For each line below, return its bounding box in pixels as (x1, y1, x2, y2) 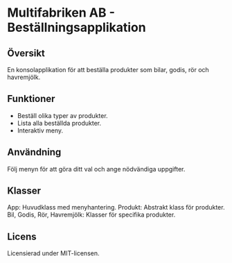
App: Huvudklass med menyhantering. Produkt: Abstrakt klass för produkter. (7, 203, 225, 212)
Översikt (7, 47, 45, 59)
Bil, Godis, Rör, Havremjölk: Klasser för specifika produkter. (7, 210, 176, 219)
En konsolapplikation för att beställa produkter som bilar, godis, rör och (7, 66, 209, 74)
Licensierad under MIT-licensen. (7, 249, 100, 257)
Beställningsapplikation (7, 19, 147, 35)
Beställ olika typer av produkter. (17, 111, 109, 119)
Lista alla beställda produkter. (17, 119, 102, 127)
